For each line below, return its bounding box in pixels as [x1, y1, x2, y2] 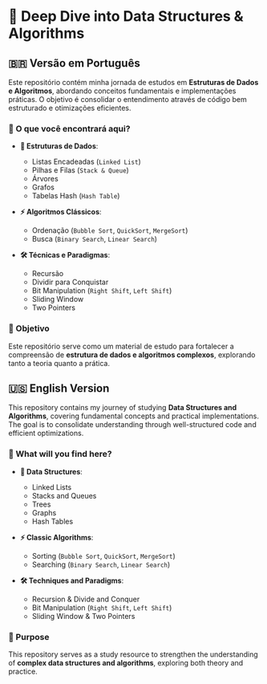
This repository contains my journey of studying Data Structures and [8, 403, 237, 413]
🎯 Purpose [8, 631, 50, 642]
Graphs [31, 507, 57, 517]
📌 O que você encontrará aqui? [8, 123, 131, 134]
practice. [8, 666, 38, 676]
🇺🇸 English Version [8, 381, 110, 395]
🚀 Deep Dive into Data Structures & [8, 7, 244, 26]
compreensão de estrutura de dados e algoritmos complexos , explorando [8, 349, 256, 360]
